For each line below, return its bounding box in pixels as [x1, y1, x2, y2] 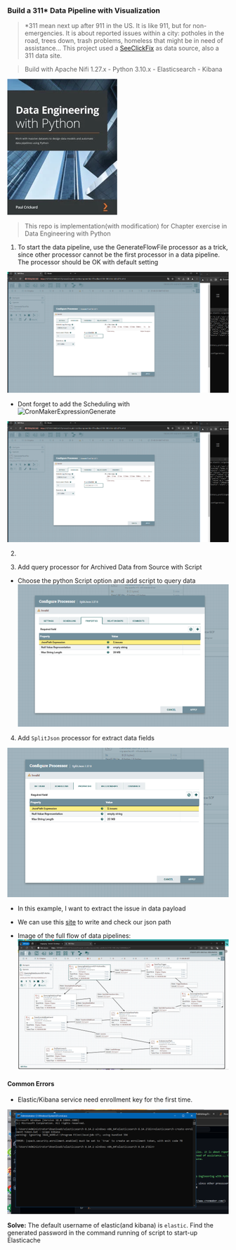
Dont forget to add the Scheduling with [17, 400, 130, 408]
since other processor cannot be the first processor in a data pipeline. [17, 250, 220, 259]
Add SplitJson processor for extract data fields [17, 734, 155, 742]
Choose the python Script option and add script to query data [17, 576, 196, 585]
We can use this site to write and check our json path [17, 918, 171, 927]
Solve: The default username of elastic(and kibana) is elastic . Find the [7, 1221, 214, 1230]
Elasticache [7, 1236, 41, 1244]
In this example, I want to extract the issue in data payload [17, 904, 186, 913]
